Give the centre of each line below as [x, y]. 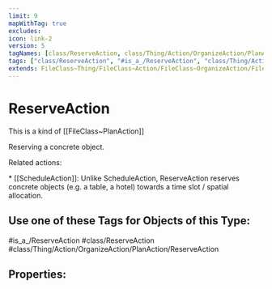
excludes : [25, 31]
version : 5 [27, 46]
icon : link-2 [30, 38]
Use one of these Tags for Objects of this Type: [130, 221]
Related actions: [35, 162]
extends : [23, 69]
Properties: [37, 274]
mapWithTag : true [38, 23]
